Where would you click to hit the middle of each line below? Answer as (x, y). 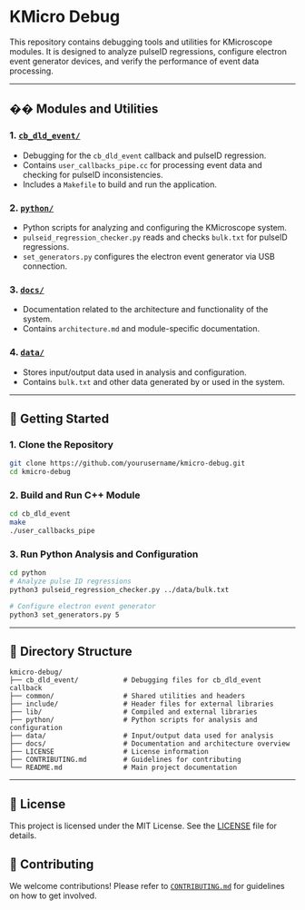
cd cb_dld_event (40, 514)
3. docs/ (27, 290)
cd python (28, 573)
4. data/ (27, 352)
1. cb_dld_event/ (45, 135)
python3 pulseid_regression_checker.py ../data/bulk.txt (119, 589)
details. (23, 836)
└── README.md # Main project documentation (123, 768)
